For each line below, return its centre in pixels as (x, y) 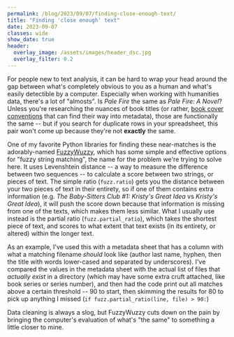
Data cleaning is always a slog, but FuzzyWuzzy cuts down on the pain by (114, 312)
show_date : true (31, 40)
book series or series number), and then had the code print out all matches (115, 284)
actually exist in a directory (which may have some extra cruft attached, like (116, 276)
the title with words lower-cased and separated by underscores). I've (107, 262)
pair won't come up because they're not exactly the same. (92, 130)
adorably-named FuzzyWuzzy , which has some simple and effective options (117, 151)
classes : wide (28, 33)
